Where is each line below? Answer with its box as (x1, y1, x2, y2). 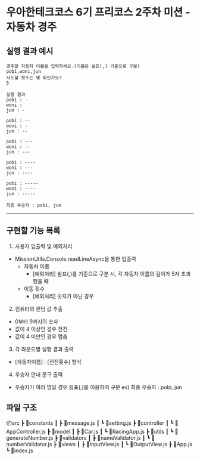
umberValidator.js (6, 440, 52, 447)
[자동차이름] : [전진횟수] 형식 (14, 358, 82, 365)
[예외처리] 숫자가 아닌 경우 (32, 292, 94, 300)
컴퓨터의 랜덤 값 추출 (14, 305, 63, 312)
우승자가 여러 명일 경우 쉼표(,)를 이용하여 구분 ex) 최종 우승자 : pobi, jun (14, 383, 182, 391)
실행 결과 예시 (6, 46, 54, 56)
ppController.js (6, 428, 46, 435)
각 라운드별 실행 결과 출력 (14, 345, 74, 353)
